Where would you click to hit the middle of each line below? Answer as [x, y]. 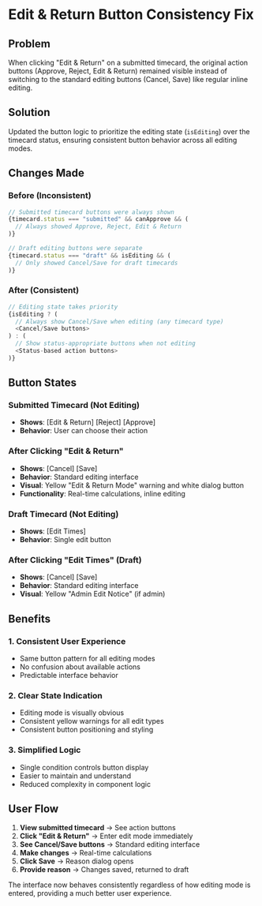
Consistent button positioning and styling [86, 730]
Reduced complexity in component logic [85, 784]
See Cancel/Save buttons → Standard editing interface [110, 844]
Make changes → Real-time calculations [86, 853]
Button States [43, 383]
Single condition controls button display [84, 767]
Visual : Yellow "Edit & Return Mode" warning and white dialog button [132, 485]
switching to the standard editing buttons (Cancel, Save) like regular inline [128, 79]
